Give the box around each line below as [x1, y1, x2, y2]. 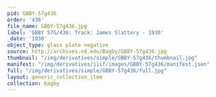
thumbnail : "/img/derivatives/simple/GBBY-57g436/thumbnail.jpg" [7, 55, 197, 61]
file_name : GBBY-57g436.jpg [7, 23, 88, 29]
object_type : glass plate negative [7, 42, 109, 48]
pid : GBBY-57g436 [7, 10, 57, 17]
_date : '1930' [7, 36, 48, 42]
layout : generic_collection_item [7, 73, 103, 81]
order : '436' [7, 16, 45, 23]
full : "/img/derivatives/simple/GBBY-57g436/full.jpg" [7, 67, 167, 74]
